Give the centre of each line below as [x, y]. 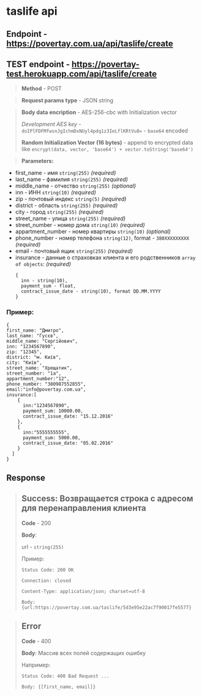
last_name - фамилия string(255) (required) [72, 180]
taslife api [32, 11]
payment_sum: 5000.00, [51, 438]
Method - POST [42, 89]
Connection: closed [46, 581]
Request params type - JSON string [67, 101]
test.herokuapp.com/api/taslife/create [82, 74]
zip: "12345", [24, 352]
